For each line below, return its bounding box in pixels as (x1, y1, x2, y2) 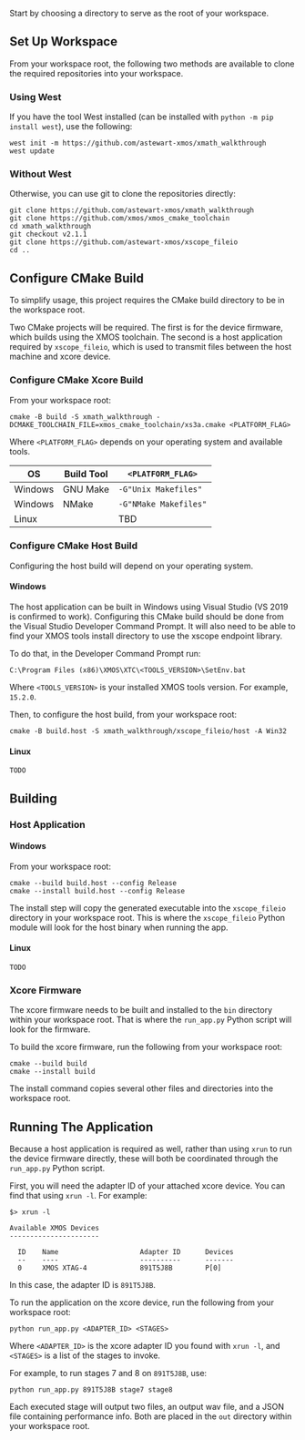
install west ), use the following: (9, 121, 133, 132)
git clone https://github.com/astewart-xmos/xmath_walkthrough (9, 206, 255, 215)
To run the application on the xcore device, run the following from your (9, 1297, 275, 1308)
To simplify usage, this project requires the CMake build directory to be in (9, 295, 285, 306)
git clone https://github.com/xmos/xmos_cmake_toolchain (9, 214, 230, 223)
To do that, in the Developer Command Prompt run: (9, 649, 201, 659)
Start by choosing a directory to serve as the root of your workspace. (9, 8, 269, 18)
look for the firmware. (9, 1024, 91, 1035)
